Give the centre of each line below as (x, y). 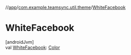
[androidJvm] (20, 42)
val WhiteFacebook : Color (33, 47)
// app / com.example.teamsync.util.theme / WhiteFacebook (65, 7)
